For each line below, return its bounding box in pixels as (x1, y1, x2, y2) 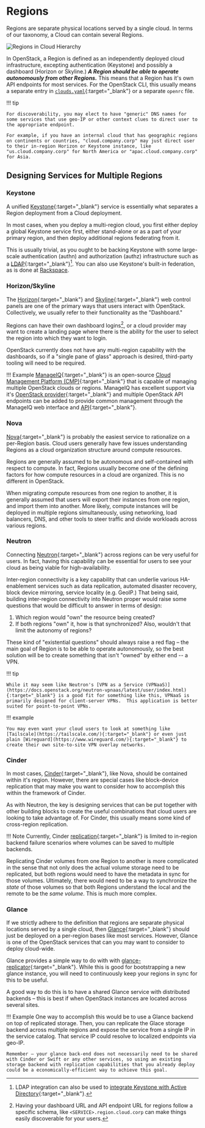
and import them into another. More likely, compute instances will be (6, 502, 178, 509)
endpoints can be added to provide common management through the (6, 397, 183, 405)
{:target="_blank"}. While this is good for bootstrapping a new (30, 963, 186, 971)
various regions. (6, 521, 47, 529)
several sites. (6, 1001, 40, 1009)
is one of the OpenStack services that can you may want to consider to (6, 938, 185, 946)
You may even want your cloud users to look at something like (6, 725, 171, 732)
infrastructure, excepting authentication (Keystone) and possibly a (6, 61, 173, 69)
